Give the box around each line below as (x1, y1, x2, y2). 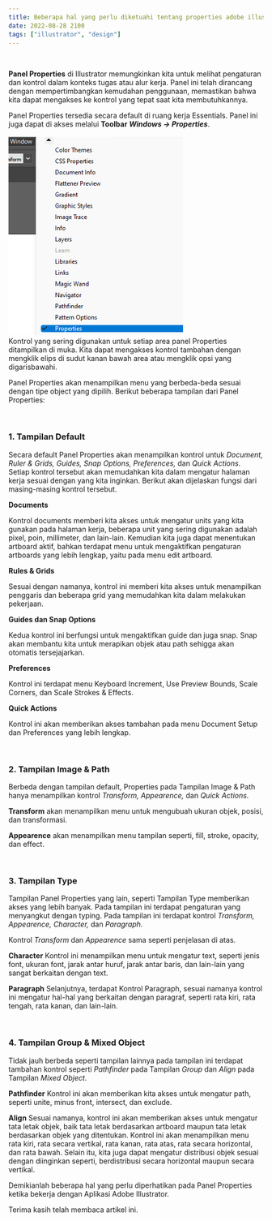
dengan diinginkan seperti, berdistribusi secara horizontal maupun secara (8, 1156, 255, 1166)
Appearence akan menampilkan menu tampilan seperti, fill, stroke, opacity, (8, 830, 259, 840)
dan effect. (8, 839, 45, 849)
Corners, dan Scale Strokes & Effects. (8, 687, 134, 697)
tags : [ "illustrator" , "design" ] (8, 30, 121, 38)
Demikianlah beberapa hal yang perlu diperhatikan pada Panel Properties (8, 1180, 253, 1190)
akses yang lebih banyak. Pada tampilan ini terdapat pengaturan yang (8, 902, 241, 912)
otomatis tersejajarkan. (8, 647, 85, 657)
